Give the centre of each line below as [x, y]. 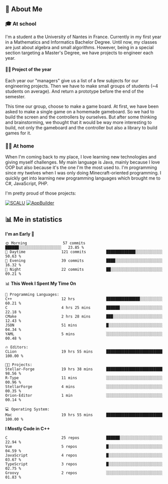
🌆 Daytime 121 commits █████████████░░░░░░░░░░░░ [84, 252]
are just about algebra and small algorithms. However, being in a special [79, 47]
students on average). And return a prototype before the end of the [74, 91]
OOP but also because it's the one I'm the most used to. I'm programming [81, 168]
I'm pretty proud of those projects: [41, 193]
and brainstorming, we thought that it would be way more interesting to [78, 122]
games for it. [18, 133]
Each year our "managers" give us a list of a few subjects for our [72, 80]
